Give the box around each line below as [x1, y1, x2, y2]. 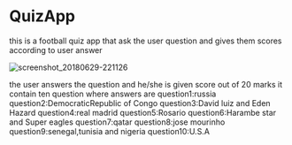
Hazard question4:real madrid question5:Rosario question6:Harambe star [9, 107, 277, 118]
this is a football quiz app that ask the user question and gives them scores [9, 35, 282, 46]
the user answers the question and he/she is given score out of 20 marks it [9, 79, 283, 89]
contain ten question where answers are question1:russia [9, 88, 217, 99]
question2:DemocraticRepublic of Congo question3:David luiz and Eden [9, 97, 272, 108]
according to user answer [9, 44, 104, 55]
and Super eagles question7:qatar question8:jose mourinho [9, 117, 226, 127]
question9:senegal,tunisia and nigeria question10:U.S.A [9, 126, 211, 136]
